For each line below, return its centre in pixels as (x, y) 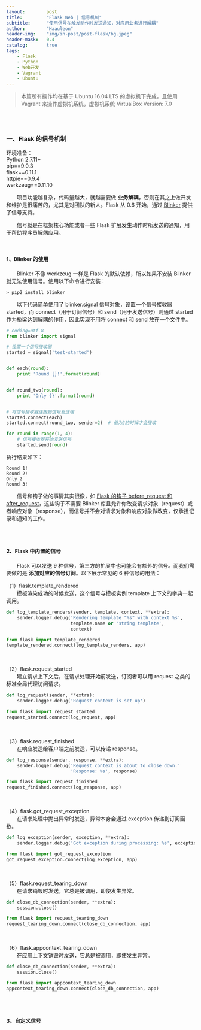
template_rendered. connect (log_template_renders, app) (76, 645)
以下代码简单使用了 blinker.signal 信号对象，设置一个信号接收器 (95, 304)
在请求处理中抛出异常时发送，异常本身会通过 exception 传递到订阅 (99, 819)
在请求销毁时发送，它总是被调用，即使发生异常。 (77, 890)
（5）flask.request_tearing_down (47, 883)
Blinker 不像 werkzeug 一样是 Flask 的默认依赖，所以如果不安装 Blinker (104, 274)
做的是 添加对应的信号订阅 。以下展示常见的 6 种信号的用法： (86, 573)
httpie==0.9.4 (23, 179)
